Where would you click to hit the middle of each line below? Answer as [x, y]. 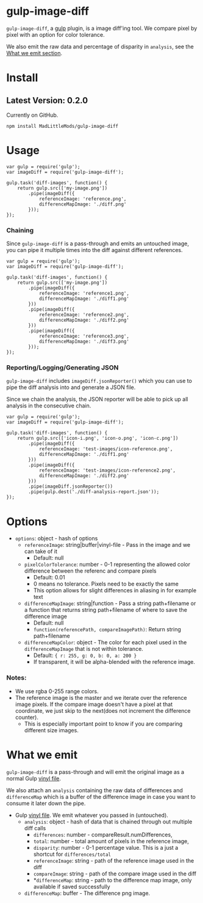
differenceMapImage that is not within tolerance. [84, 649]
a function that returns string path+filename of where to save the [106, 610]
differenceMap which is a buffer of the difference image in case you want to [101, 797]
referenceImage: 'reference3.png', [84, 336]
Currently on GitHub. [32, 115]
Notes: [16, 678]
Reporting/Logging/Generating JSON [62, 368]
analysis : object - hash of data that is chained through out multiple [108, 822]
